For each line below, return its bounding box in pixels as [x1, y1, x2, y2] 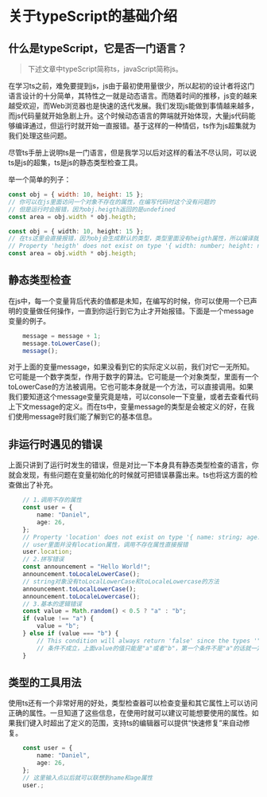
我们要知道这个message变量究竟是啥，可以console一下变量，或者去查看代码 [8, 392, 259, 402]
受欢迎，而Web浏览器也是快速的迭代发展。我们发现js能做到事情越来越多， [14, 101, 258, 110]
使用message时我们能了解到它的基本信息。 [14, 412, 157, 422]
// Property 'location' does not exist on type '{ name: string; [22, 533, 244, 541]
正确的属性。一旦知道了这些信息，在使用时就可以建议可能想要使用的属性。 [8, 709, 252, 718]
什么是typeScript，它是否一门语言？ [8, 41, 188, 55]
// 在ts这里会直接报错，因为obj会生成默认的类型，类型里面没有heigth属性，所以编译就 [8, 234, 260, 243]
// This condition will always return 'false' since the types [37, 637, 250, 645]
